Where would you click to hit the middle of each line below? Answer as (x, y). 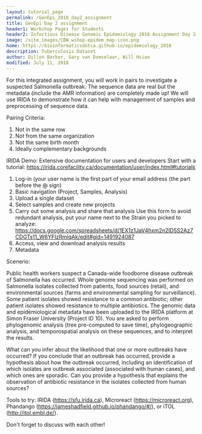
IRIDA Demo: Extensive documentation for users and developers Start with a (101, 160)
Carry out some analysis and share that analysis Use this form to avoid (103, 211)
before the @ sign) (38, 185)
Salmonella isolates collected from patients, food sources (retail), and (93, 286)
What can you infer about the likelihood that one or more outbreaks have (97, 349)
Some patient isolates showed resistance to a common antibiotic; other (95, 299)
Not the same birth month (47, 142)
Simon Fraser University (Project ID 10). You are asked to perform (88, 318)
